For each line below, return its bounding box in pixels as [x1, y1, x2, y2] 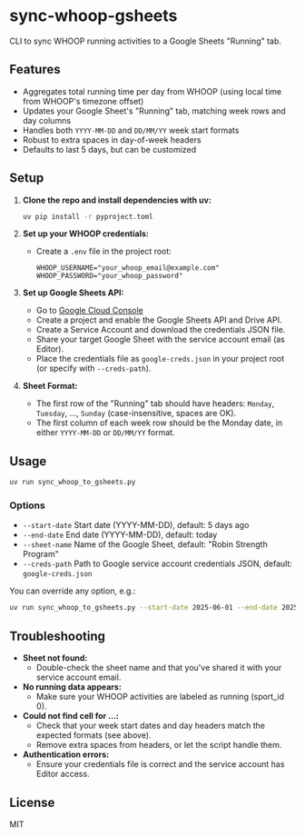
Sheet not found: [22, 653, 88, 663]
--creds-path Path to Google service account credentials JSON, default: [22, 558, 293, 569]
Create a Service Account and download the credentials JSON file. [35, 324, 286, 335]
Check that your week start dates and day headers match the [35, 720, 266, 732]
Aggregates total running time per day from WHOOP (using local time [22, 85, 282, 96]
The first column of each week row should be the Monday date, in [35, 417, 283, 428]
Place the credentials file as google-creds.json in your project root [35, 354, 285, 364]
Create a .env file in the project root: [35, 246, 172, 257]
